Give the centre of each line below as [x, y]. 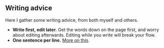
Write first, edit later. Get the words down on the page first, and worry [86, 30]
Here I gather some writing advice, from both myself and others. [72, 20]
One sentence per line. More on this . [51, 40]
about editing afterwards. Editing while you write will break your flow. [84, 35]
